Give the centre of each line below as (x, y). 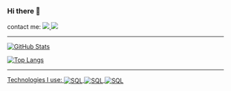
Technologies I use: (35, 80)
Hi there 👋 (24, 11)
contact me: (24, 27)
